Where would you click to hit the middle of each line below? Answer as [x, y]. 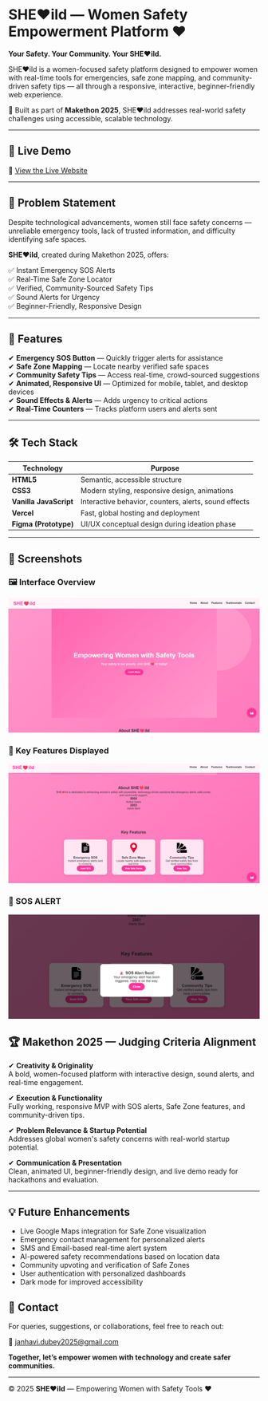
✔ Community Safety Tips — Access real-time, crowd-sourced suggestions [134, 375]
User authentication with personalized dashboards [102, 1273]
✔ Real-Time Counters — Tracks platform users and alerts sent [113, 409]
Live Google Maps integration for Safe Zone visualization [113, 1231]
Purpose [165, 468]
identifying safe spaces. [48, 239]
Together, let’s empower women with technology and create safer [120, 1357]
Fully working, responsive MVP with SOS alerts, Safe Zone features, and [127, 1106]
